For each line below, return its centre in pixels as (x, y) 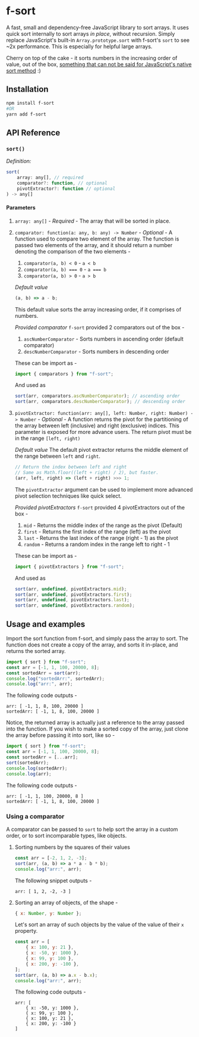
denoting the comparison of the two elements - (72, 251)
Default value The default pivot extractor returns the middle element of (101, 450)
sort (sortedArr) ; (28, 763)
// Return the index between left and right (71, 467)
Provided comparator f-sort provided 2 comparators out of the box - (99, 327)
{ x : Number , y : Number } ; (48, 913)
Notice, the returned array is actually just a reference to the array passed (95, 723)
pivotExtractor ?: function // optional (66, 189)
